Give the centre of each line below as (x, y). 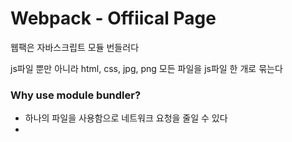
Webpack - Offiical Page (113, 18)
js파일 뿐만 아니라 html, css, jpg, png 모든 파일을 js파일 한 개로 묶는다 (146, 68)
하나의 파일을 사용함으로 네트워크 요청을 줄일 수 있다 (126, 118)
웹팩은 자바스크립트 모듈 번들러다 (75, 47)
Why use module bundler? (76, 95)
